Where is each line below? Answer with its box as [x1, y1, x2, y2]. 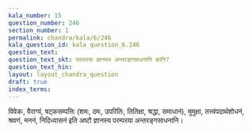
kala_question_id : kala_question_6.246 [8, 41, 140, 49]
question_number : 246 [8, 19, 80, 27]
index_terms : [8, 85, 52, 93]
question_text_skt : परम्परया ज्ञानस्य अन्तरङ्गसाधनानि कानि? [8, 56, 170, 64]
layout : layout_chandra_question [8, 70, 119, 78]
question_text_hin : [8, 63, 73, 71]
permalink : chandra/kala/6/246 [8, 33, 112, 42]
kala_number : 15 [8, 11, 62, 20]
